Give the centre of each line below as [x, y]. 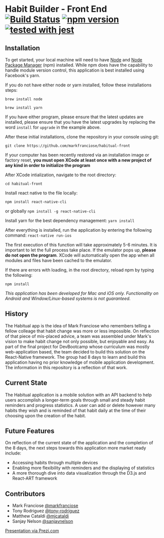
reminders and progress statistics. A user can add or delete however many [80, 405]
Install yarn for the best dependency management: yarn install [70, 220]
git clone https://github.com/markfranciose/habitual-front [68, 146]
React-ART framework [35, 478]
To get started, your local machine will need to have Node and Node [74, 60]
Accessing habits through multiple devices [55, 463]
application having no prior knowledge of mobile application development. [80, 362]
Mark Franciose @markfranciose [45, 506]
